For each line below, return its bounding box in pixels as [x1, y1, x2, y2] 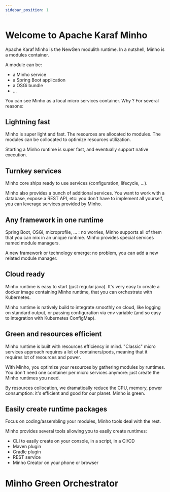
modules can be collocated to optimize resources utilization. [5, 136, 131, 143]
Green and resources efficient [5, 330, 102, 339]
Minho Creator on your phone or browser [12, 459, 99, 466]
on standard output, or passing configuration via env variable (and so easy [5, 309, 161, 316]
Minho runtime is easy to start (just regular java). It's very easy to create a [5, 283, 160, 289]
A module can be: [5, 62, 42, 68]
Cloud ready [5, 270, 45, 279]
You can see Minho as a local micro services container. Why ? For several [5, 97, 159, 103]
